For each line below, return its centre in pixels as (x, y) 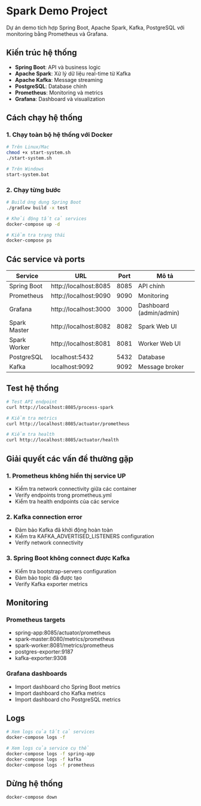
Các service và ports (46, 259)
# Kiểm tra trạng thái (36, 235)
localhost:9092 (72, 367)
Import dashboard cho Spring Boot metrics (68, 686)
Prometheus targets (36, 619)
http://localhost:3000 (81, 309)
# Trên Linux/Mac (28, 147)
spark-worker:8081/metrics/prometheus (64, 645)
